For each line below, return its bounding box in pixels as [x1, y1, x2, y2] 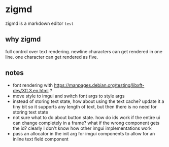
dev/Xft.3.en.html [12, 87, 49, 93]
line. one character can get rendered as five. [5, 54, 98, 60]
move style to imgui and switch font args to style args [12, 93, 125, 99]
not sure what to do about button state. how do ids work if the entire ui [12, 114, 160, 120]
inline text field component [12, 136, 69, 142]
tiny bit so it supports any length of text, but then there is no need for [12, 103, 157, 109]
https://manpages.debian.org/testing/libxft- [54, 82, 145, 88]
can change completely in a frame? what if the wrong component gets [12, 120, 160, 126]
